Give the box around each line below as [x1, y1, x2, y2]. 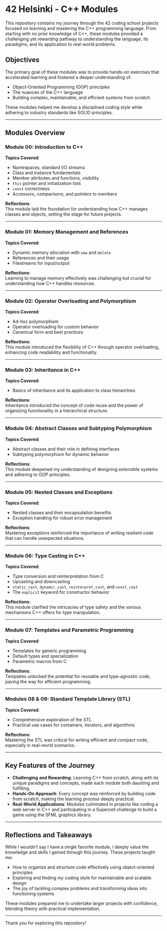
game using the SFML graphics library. [12, 812, 92, 818]
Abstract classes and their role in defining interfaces [12, 446, 120, 452]
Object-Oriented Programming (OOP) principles [12, 84, 110, 90]
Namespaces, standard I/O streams [12, 165, 85, 171]
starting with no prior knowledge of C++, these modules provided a [5, 30, 143, 36]
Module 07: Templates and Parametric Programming [5, 627, 134, 634]
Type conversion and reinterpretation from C [12, 573, 104, 579]
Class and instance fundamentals [12, 170, 81, 176]
